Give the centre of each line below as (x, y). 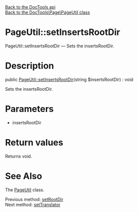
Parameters (30, 109)
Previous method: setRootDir (34, 199)
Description (30, 66)
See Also (24, 176)
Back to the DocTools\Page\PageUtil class (48, 12)
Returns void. (18, 156)
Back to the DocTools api (30, 7)
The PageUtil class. (25, 190)
